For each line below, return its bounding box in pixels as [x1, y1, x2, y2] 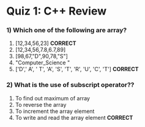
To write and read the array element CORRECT [15, 114, 133, 121]
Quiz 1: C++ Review [6, 4, 107, 18]
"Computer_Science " [15, 59, 70, 66]
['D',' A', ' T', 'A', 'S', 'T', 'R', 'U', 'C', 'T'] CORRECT [15, 66, 139, 73]
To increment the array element [15, 108, 95, 115]
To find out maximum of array [15, 94, 91, 101]
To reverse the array [15, 101, 67, 108]
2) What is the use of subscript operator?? [6, 81, 135, 89]
